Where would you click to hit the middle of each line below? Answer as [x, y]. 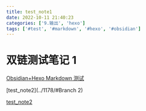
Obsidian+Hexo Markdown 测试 [45, 78]
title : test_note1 [29, 12]
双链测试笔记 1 [41, 60]
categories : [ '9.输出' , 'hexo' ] [46, 23]
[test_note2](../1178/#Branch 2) [44, 90]
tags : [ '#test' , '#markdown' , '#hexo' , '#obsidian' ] [74, 29]
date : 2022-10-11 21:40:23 [40, 17]
